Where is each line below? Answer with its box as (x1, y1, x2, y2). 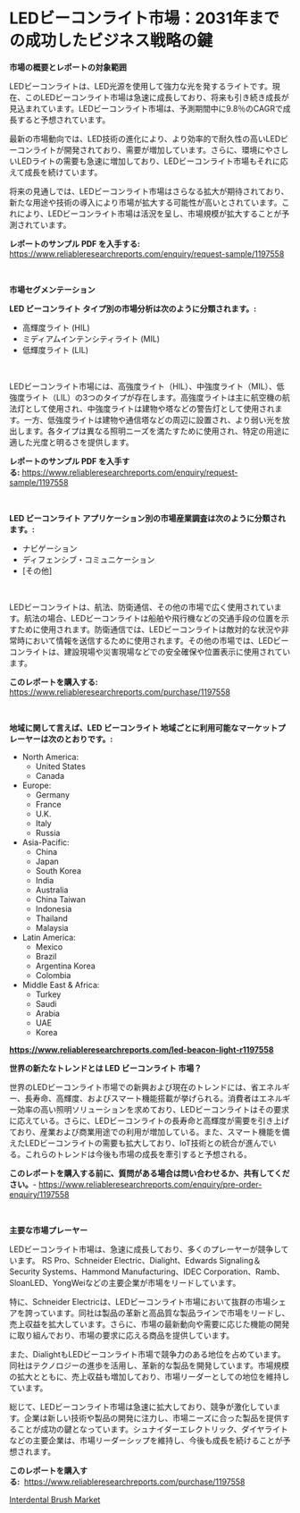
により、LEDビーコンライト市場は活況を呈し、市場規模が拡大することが (16, 207, 282, 219)
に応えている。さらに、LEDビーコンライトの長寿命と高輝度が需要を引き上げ (9, 1115, 290, 1126)
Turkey (35, 989, 62, 1000)
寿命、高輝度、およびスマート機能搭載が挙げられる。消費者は (32, 1093, 260, 1103)
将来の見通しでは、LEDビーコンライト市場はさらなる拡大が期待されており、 (9, 185, 289, 197)
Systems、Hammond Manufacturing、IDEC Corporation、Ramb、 (41, 1266, 285, 1277)
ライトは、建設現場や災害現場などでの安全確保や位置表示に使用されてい (24, 646, 291, 657)
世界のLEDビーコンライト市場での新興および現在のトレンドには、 (9, 1081, 252, 1092)
